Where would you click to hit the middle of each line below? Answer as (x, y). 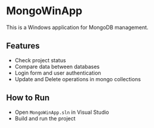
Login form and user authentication (58, 73)
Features (23, 46)
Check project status (40, 60)
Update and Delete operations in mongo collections (78, 79)
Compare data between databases (57, 66)
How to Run (28, 98)
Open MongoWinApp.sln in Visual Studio (62, 112)
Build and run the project (45, 118)
